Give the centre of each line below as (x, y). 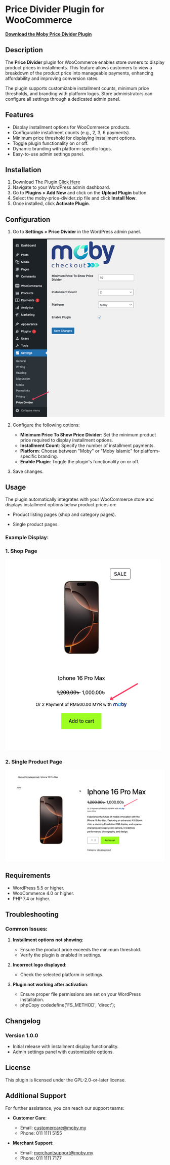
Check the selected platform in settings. (62, 975)
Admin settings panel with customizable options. (63, 1052)
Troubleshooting (32, 915)
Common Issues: (27, 929)
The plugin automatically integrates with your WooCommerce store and (79, 499)
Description (24, 50)
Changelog (23, 1021)
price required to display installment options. (67, 440)
